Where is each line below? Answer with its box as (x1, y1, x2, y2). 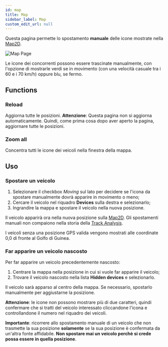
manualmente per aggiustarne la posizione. (5, 289, 95, 296)
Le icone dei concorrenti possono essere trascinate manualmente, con (5, 60, 152, 66)
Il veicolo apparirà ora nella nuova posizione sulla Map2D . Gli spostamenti (5, 214, 159, 221)
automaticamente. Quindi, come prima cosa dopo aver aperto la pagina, (5, 117, 154, 124)
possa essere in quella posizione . (5, 336, 77, 342)
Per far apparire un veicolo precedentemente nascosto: (5, 259, 120, 266)
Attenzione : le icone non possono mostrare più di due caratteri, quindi (5, 299, 152, 306)
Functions (5, 85, 38, 94)
